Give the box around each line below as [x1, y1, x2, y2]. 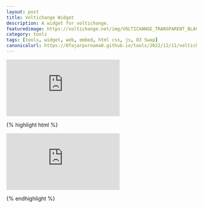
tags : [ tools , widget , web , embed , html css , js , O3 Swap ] [6, 37, 158, 43]
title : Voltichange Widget [6, 15, 74, 21]
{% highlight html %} [6, 121, 59, 128]
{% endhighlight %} [6, 195, 56, 202]
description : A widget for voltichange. [6, 20, 110, 26]
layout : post [6, 8, 39, 15]
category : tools [6, 31, 47, 37]
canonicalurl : [6, 43, 42, 49]
